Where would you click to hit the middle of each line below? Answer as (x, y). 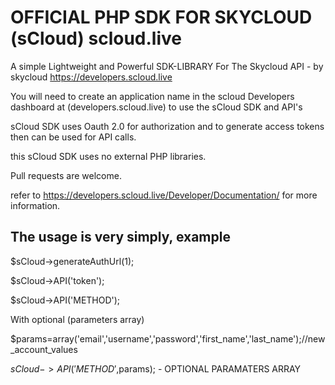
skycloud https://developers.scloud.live (91, 77)
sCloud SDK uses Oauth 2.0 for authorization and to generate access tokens (167, 126)
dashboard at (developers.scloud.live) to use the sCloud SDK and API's (156, 107)
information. (35, 205)
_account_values (44, 349)
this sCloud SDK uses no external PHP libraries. (108, 156)
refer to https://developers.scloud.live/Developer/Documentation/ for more (164, 195)
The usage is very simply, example (120, 237)
